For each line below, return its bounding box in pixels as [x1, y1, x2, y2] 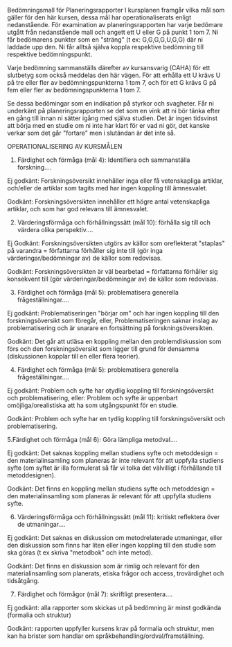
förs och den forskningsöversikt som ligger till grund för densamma [7, 345, 199, 353]
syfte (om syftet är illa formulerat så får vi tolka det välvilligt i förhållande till [7, 464, 222, 472]
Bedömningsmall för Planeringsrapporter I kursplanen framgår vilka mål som [7, 6, 225, 14]
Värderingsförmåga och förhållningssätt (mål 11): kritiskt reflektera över [17, 513, 220, 521]
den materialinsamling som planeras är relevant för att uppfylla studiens [7, 492, 212, 500]
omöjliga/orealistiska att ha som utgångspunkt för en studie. [7, 401, 179, 409]
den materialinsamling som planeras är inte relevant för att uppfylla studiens [7, 457, 224, 464]
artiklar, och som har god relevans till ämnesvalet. [7, 205, 149, 213]
